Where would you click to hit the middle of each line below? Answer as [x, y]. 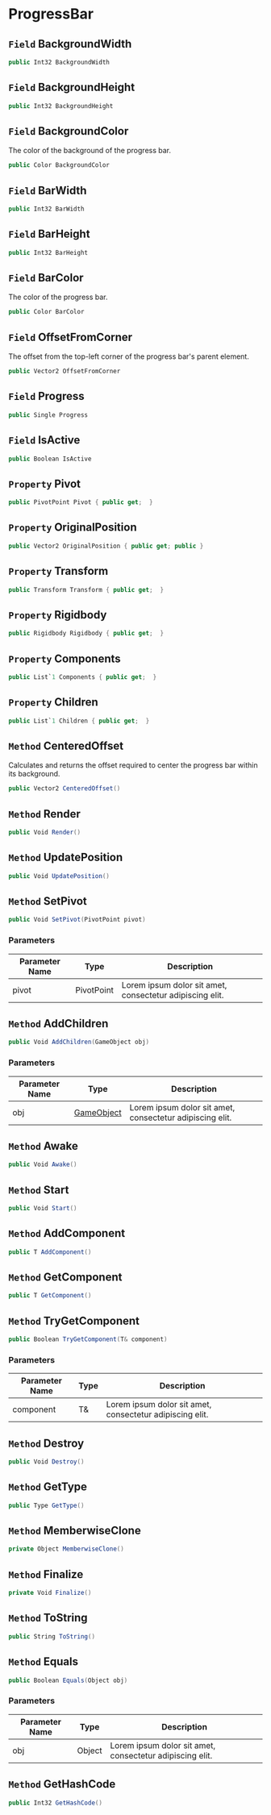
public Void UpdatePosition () [59, 876]
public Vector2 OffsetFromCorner [65, 372]
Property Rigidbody [58, 615]
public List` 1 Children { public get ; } [79, 721]
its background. [34, 774]
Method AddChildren [58, 1024]
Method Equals [44, 1662]
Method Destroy [46, 1443]
